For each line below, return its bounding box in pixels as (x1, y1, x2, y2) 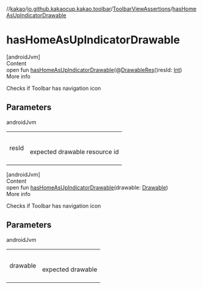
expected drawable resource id (29, 147, 119, 156)
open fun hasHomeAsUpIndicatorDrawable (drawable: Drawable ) (6, 183, 169, 191)
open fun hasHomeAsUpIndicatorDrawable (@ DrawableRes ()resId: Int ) (6, 66, 182, 73)
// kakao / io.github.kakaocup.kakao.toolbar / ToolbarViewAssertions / (6, 5, 173, 12)
